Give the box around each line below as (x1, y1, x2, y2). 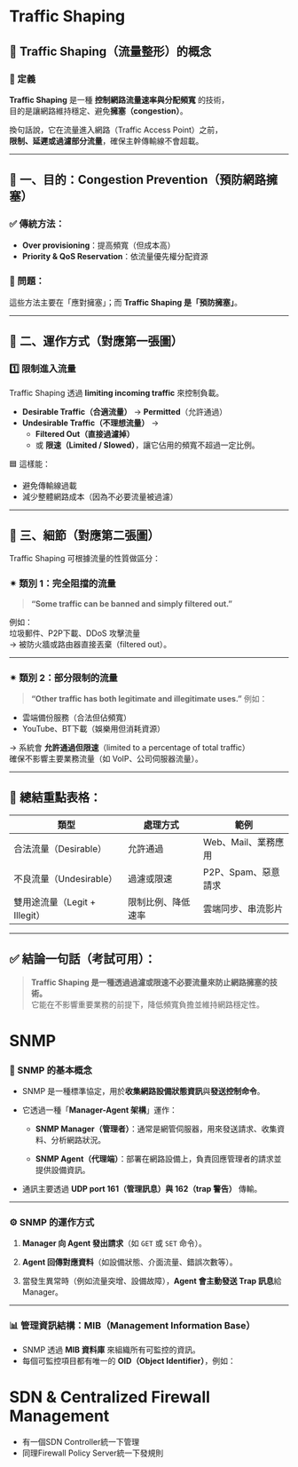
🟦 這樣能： (9, 458, 51, 469)
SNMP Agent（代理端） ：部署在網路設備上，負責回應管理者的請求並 (35, 1154, 282, 1164)
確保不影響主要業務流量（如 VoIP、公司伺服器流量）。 (9, 753, 203, 764)
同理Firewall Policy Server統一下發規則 (21, 1447, 164, 1458)
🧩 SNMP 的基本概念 (9, 1064, 93, 1076)
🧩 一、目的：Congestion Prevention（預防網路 (9, 172, 266, 187)
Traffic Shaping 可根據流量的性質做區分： (9, 553, 161, 564)
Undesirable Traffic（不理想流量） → (21, 417, 160, 428)
